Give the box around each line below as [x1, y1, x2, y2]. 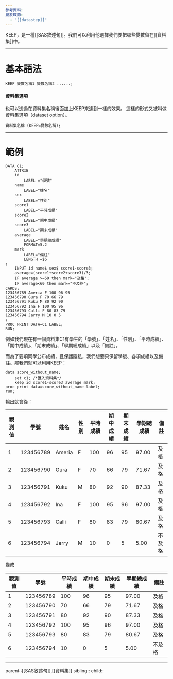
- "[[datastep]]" [10, 17, 47, 22]
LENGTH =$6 [24, 257, 47, 262]
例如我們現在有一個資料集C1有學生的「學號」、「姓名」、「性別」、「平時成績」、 [5, 336, 166, 342]
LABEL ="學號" [24, 178, 53, 183]
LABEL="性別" [24, 198, 50, 203]
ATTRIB [14, 168, 29, 173]
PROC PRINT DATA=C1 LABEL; [5, 322, 63, 327]
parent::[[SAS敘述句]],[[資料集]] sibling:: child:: [5, 668, 104, 674]
